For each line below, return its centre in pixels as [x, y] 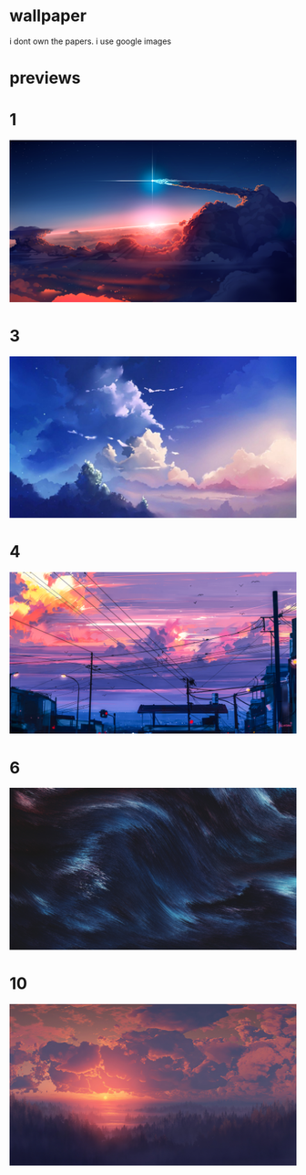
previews [45, 78]
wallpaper [48, 16]
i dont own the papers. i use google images [90, 41]
